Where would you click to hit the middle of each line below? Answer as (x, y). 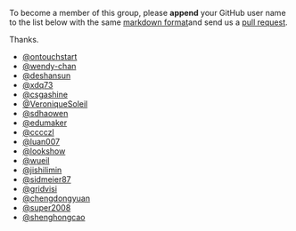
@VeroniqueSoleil (55, 104)
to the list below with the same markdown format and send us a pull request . (148, 22)
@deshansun (46, 76)
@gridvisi (40, 189)
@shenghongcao (53, 217)
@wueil (36, 160)
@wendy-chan (49, 66)
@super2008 (46, 207)
